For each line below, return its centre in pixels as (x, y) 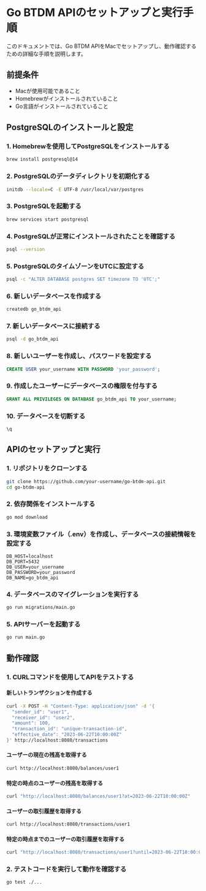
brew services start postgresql (48, 219)
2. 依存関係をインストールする (51, 504)
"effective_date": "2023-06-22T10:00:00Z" (67, 735)
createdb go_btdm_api (34, 309)
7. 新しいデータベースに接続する (53, 326)
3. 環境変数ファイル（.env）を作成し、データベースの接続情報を (101, 534)
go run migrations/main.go (41, 608)
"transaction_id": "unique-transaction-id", (70, 729)
